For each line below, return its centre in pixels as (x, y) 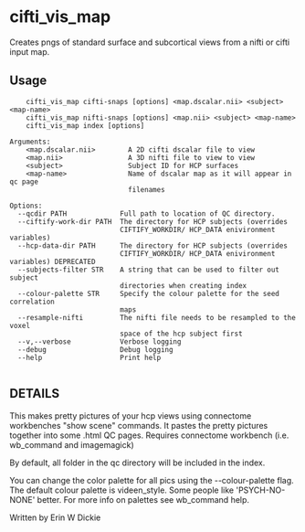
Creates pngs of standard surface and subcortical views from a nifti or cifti (150, 42)
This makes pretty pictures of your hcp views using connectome (131, 415)
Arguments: (30, 142)
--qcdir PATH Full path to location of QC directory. (147, 213)
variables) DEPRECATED (53, 261)
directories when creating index (184, 285)
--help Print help (89, 357)
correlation (32, 302)
